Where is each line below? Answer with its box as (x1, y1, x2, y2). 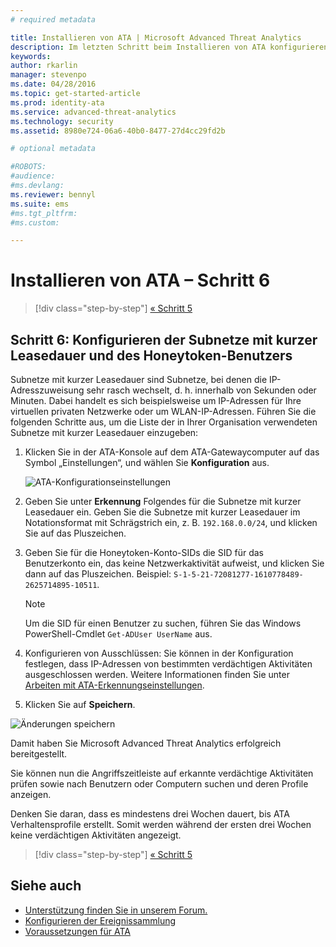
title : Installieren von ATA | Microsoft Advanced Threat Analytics (10, 32, 302, 43)
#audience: (10, 171, 56, 181)
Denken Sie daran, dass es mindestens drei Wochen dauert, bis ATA (10, 808, 290, 820)
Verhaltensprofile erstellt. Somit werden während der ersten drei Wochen (10, 819, 312, 830)
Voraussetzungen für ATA (24, 925, 131, 937)
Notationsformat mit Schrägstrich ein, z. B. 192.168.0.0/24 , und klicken (24, 517, 318, 528)
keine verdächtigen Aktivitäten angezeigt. (10, 829, 182, 841)
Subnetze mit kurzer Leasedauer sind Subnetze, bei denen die (10, 374, 268, 385)
